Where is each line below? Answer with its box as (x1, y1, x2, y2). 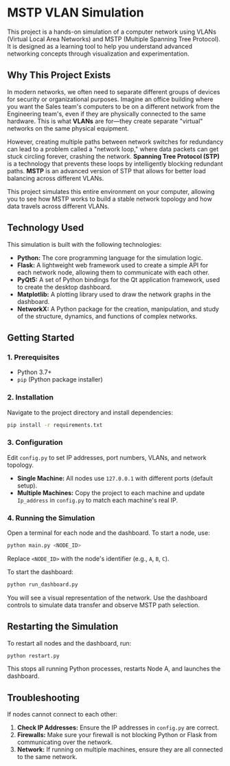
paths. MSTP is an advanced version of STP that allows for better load (7, 166, 206, 175)
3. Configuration (7, 438, 63, 448)
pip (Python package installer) (16, 375, 103, 384)
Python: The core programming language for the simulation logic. (16, 253, 203, 262)
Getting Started (7, 331, 75, 343)
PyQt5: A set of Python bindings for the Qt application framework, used (16, 275, 220, 283)
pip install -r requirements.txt (7, 422, 103, 428)
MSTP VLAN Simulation (7, 5, 144, 21)
